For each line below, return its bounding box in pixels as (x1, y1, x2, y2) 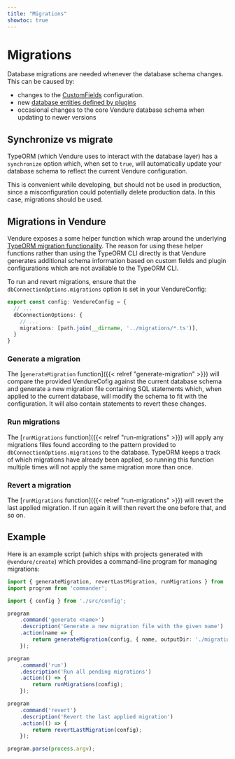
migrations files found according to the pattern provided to (7, 440, 176, 448)
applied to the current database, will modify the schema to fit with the (7, 392, 208, 401)
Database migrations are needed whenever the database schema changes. (7, 70, 224, 78)
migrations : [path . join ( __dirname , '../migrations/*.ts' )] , (20, 325, 199, 332)
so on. (7, 511, 26, 520)
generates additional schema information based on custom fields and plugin (7, 257, 227, 265)
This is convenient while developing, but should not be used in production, (7, 180, 222, 189)
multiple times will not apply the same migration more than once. (7, 462, 194, 471)
